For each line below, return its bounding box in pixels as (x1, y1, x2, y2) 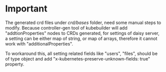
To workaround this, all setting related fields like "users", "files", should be (5, 50, 158, 56)
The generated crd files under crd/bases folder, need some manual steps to (5, 19, 161, 25)
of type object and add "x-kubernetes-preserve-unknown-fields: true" (5, 55, 150, 61)
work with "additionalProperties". (5, 40, 73, 46)
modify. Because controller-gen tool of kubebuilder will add (5, 24, 127, 30)
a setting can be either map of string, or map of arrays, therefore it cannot (5, 35, 157, 41)
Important (5, 3, 47, 14)
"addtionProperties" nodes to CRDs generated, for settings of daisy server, (5, 30, 160, 36)
